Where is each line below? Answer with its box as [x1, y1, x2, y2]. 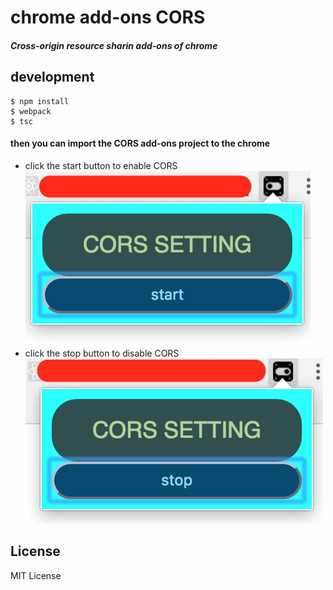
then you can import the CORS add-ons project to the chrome [10, 137, 271, 150]
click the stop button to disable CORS [24, 347, 180, 359]
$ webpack [10, 106, 52, 116]
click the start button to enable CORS [24, 159, 178, 171]
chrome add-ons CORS [10, 6, 206, 29]
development [10, 69, 95, 86]
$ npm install [10, 96, 70, 106]
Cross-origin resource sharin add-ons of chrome [10, 39, 218, 51]
